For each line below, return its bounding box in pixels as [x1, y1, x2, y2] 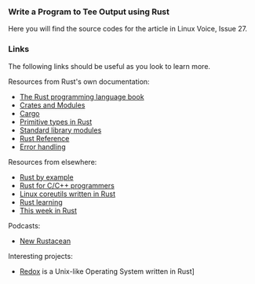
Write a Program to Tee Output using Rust [8, 6, 170, 17]
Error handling [19, 142, 66, 151]
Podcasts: [8, 220, 41, 230]
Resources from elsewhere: [8, 157, 97, 166]
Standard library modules [19, 125, 102, 135]
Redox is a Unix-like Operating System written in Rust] [19, 266, 195, 276]
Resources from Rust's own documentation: [8, 77, 151, 86]
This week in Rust [19, 206, 77, 215]
